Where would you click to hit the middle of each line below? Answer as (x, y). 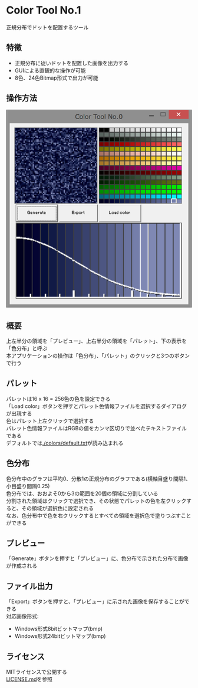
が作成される (22, 566)
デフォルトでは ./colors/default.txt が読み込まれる (65, 443)
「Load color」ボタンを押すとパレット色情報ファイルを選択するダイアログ (97, 406)
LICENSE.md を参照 (29, 679)
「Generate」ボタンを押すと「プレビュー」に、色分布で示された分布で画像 (97, 558)
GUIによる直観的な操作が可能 (50, 70)
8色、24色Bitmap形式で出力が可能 (56, 78)
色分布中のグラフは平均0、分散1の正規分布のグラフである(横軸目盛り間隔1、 (99, 479)
